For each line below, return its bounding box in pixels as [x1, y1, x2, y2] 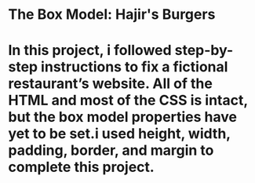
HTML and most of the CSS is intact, [8, 92, 249, 109]
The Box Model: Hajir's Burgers [8, 5, 216, 24]
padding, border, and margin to [8, 141, 214, 159]
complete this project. [8, 159, 155, 176]
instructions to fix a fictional [40, 58, 228, 76]
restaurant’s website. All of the [8, 75, 213, 93]
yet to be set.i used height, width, [8, 125, 231, 143]
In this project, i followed [8, 42, 172, 60]
